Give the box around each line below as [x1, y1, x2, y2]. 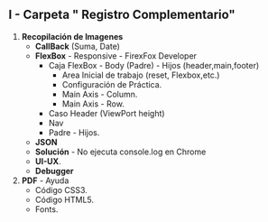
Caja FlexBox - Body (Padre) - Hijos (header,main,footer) [48, 60, 260, 70]
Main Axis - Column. [61, 88, 138, 99]
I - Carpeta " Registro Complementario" [8, 7, 236, 23]
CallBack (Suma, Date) [34, 41, 121, 51]
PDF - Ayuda [21, 175, 69, 186]
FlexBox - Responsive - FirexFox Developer [34, 50, 198, 61]
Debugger [34, 165, 74, 176]
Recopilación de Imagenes [21, 31, 124, 42]
